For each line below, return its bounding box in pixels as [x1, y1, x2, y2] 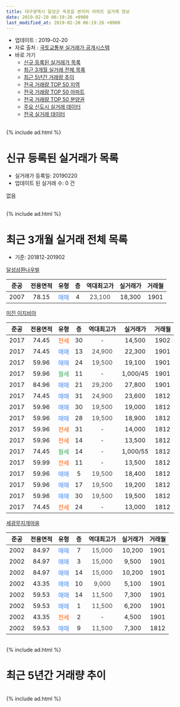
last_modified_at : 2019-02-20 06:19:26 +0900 [6, 20, 120, 25]
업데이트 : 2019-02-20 [14, 37, 68, 44]
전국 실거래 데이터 [23, 111, 65, 118]
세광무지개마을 [6, 520, 40, 527]
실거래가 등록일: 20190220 [14, 172, 78, 180]
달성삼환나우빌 [6, 266, 40, 273]
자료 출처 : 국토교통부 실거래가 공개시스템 [14, 44, 110, 51]
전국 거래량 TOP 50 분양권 [23, 96, 85, 103]
